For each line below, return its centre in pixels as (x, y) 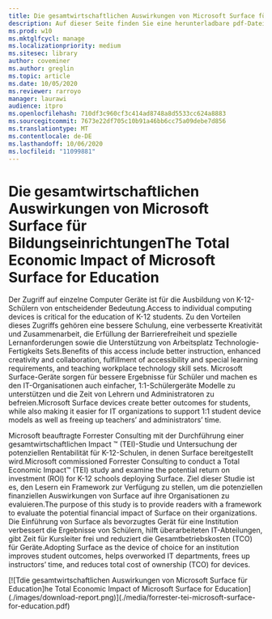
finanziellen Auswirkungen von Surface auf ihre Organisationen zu (119, 496)
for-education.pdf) (39, 606)
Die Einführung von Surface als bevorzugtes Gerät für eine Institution (123, 522)
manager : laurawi (38, 99)
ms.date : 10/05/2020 (43, 83)
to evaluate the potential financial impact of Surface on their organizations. (133, 513)
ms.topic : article (39, 76)
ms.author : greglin (41, 69)
